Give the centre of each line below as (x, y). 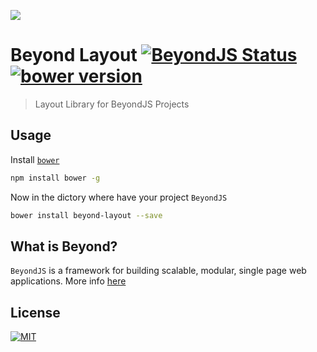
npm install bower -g (55, 178)
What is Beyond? (64, 246)
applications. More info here (68, 281)
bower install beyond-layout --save (86, 215)
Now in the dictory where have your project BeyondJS (119, 197)
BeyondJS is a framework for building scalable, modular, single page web (158, 271)
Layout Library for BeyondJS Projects (112, 104)
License (35, 312)
